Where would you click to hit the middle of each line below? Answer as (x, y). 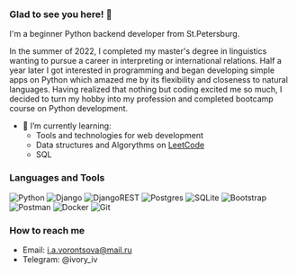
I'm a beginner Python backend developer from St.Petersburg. (125, 34)
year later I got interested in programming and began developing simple (142, 70)
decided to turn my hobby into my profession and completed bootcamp (142, 99)
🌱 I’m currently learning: (67, 126)
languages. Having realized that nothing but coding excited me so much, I (146, 90)
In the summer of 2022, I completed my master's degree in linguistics (138, 51)
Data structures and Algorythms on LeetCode (120, 145)
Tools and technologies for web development (120, 136)
